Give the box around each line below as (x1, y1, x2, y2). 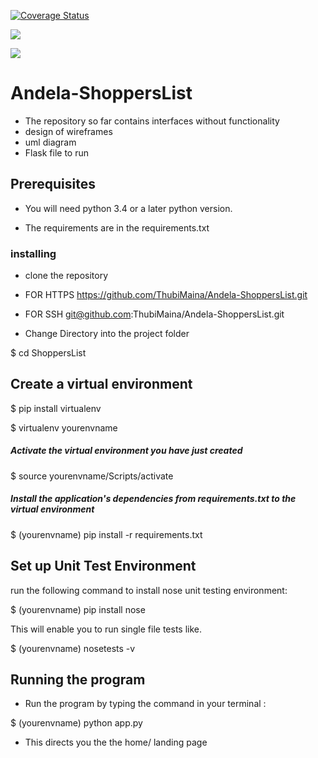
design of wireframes (24, 125, 113, 137)
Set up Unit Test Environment (10, 558, 197, 575)
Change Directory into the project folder (24, 328, 190, 340)
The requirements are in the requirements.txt (24, 221, 210, 234)
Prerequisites (10, 176, 96, 193)
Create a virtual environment (10, 376, 193, 393)
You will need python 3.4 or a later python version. (24, 202, 233, 214)
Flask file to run (24, 146, 89, 159)
